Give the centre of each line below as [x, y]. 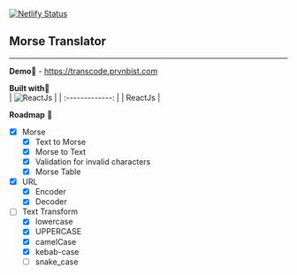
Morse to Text [61, 151]
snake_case [57, 262]
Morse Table [58, 172]
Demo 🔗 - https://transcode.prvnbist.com [84, 71]
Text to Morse [61, 141]
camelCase [56, 241]
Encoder [50, 192]
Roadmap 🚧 [31, 114]
